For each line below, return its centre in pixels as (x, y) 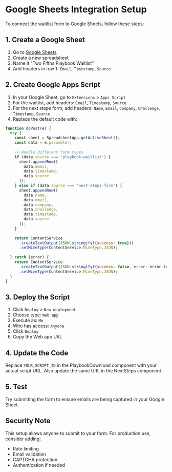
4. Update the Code (37, 353)
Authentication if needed (39, 465)
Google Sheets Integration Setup (76, 10)
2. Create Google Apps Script (53, 85)
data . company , (39, 205)
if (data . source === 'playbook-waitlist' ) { (63, 157)
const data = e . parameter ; (43, 143)
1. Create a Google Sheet (45, 40)
